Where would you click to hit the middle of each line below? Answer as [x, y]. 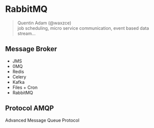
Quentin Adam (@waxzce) [44, 23]
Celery [19, 77]
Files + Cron [25, 87]
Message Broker [31, 49]
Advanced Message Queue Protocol [42, 120]
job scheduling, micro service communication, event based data [83, 28]
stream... [26, 33]
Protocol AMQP [29, 108]
